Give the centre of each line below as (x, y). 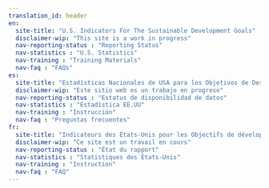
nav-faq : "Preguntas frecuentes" (73, 120)
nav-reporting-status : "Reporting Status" (89, 46)
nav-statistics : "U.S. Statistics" (76, 53)
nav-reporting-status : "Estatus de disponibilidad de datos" (121, 98)
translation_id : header (48, 16)
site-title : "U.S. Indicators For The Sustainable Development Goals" (136, 30)
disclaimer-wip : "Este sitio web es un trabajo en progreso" (120, 90)
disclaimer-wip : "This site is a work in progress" (104, 38)
